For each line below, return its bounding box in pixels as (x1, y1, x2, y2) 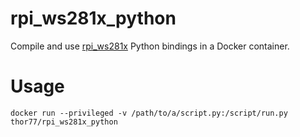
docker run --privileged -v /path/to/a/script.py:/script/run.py (10, 108, 288, 118)
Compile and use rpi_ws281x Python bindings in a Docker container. (10, 40, 290, 52)
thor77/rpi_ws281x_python (10, 117, 118, 127)
